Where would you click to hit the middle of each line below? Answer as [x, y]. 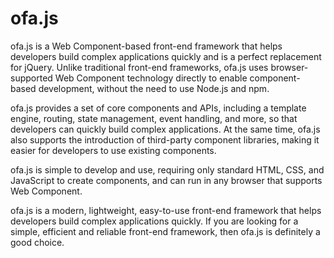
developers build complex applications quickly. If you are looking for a [154, 221]
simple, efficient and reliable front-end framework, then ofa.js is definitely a [165, 231]
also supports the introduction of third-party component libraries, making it [165, 139]
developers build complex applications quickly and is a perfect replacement [166, 56]
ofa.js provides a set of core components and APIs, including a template [158, 108]
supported [31, 78]
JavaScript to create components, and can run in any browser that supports [166, 180]
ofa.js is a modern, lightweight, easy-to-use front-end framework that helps [166, 210]
